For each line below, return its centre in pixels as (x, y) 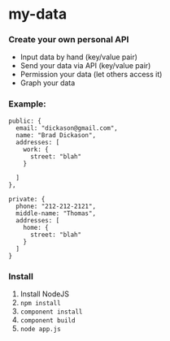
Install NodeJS (45, 294)
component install (51, 312)
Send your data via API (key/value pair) (85, 66)
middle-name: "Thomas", (56, 213)
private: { (27, 199)
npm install (40, 304)
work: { (36, 149)
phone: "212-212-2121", (56, 206)
